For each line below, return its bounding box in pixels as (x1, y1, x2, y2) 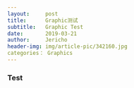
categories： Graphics (7, 50, 73, 57)
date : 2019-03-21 (7, 30, 78, 37)
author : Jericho (7, 37, 68, 44)
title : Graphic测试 (7, 17, 78, 24)
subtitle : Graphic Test (7, 23, 83, 30)
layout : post (7, 10, 59, 18)
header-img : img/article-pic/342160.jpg (7, 43, 128, 50)
